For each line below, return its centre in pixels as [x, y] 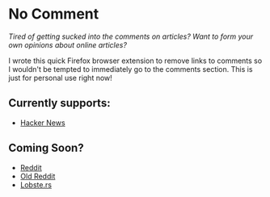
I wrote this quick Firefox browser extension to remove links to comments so [135, 61]
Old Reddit [38, 176]
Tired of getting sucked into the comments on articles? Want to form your [131, 36]
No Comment [54, 14]
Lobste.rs [36, 184]
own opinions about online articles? [68, 44]
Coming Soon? [46, 148]
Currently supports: [59, 103]
